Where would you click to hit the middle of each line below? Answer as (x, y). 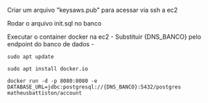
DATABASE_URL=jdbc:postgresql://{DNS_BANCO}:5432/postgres (94, 87)
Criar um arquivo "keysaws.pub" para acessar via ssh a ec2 (93, 10)
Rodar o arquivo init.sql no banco (54, 23)
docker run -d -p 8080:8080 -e (52, 81)
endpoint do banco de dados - (51, 44)
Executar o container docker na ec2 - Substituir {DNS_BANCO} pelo (104, 37)
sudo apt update (31, 57)
